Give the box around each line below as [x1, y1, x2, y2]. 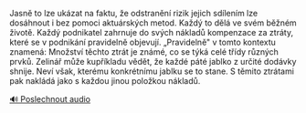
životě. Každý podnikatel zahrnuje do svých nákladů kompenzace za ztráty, [9, 27, 294, 37]
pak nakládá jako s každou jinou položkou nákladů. [9, 76, 201, 86]
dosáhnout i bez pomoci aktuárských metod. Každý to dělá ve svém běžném [9, 17, 297, 28]
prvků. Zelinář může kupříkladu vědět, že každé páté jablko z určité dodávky [9, 56, 297, 67]
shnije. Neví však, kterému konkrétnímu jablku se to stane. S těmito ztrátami [9, 66, 295, 77]
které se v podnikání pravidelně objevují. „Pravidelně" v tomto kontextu [9, 36, 277, 47]
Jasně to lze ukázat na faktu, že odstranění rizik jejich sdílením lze [9, 8, 259, 18]
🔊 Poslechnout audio [9, 94, 91, 104]
